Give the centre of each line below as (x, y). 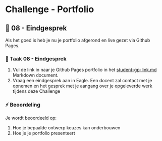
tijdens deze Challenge (36, 91)
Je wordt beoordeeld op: (31, 118)
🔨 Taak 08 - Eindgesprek (36, 58)
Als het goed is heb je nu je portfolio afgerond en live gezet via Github (78, 40)
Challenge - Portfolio (50, 9)
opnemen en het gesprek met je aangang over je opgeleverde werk (82, 86)
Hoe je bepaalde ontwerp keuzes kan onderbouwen (66, 127)
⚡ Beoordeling (23, 105)
